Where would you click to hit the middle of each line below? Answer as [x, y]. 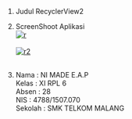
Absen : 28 [33, 92]
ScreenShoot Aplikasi [50, 26]
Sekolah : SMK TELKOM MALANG [70, 108]
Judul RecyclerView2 [50, 11]
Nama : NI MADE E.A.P [52, 75]
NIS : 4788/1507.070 [48, 100]
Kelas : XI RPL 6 [41, 83]
